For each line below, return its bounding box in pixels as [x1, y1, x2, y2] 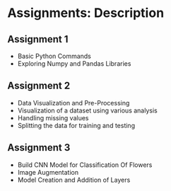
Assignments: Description [7, 5, 165, 21]
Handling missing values [17, 113, 89, 122]
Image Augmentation [17, 168, 79, 176]
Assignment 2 [7, 80, 71, 92]
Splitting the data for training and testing [17, 121, 136, 129]
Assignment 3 [7, 141, 71, 154]
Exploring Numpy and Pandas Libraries [17, 59, 131, 68]
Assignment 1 [7, 33, 69, 45]
